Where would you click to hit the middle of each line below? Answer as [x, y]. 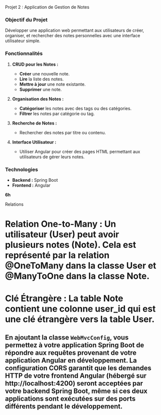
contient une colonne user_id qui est [80, 309]
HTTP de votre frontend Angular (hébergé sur [76, 376]
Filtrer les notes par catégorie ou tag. [57, 113]
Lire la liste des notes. [41, 79]
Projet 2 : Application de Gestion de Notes [47, 7]
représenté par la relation [57, 256]
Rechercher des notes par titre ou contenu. [63, 132]
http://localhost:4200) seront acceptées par [74, 383]
